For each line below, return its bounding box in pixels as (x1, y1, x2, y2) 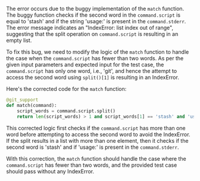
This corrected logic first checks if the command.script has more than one (6, 124, 186, 131)
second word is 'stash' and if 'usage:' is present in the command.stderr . (6, 143, 179, 151)
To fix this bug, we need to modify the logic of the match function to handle (6, 48, 189, 56)
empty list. (6, 37, 32, 44)
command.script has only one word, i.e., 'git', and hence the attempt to (6, 68, 177, 74)
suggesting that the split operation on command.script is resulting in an (6, 30, 179, 38)
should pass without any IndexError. (6, 167, 95, 175)
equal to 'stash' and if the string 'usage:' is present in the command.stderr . (6, 18, 186, 24)
